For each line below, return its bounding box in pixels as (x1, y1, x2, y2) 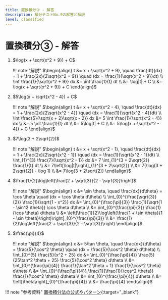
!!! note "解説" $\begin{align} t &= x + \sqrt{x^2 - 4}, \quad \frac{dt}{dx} (12, 104, 162, 110)
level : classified (5, 17, 44, 22)
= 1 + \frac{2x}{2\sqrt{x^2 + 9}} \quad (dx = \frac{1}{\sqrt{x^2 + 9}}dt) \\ (12, 73, 163, 79)
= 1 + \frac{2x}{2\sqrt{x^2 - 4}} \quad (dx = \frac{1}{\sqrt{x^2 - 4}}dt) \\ (12, 110, 162, 116)
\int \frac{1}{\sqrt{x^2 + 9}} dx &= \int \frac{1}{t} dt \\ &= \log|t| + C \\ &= (12, 79, 162, 85)
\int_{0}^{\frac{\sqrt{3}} (107, 194, 157, 200)
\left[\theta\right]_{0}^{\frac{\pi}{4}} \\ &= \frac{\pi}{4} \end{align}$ (12, 279, 153, 285)
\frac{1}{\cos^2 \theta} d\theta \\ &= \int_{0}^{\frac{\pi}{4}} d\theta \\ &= (12, 273, 162, 279)
